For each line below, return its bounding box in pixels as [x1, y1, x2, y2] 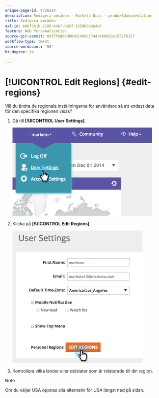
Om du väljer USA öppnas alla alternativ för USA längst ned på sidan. [5, 387, 145, 393]
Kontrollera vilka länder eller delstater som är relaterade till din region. [12, 368, 153, 374]
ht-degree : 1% [5, 49, 34, 54]
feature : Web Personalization [5, 29, 67, 34]
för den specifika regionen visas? [5, 108, 73, 114]
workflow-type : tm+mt [5, 39, 50, 44]
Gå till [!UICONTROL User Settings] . [12, 118, 86, 124]
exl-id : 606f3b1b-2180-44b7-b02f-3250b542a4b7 [5, 24, 102, 29]
